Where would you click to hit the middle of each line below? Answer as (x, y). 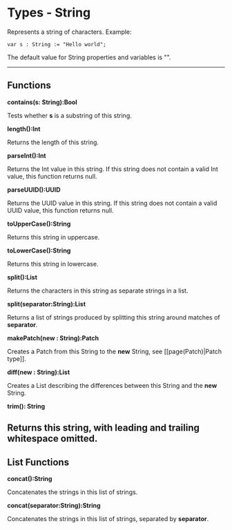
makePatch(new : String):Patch (53, 338)
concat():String (30, 478)
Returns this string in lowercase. (53, 264)
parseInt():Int (27, 155)
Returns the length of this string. (53, 142)
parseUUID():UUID (34, 189)
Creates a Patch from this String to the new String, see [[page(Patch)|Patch (115, 351)
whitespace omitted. (52, 439)
